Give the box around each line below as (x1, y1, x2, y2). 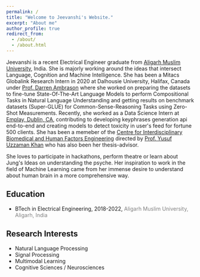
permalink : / (6, 8, 39, 15)
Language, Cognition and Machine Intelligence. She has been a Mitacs (6, 71, 180, 78)
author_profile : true (6, 25, 60, 32)
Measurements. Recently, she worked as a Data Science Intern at (19, 109, 179, 117)
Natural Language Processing (14, 245, 88, 252)
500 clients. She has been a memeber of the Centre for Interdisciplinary (6, 128, 183, 135)
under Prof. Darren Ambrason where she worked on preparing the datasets (6, 84, 191, 91)
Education (6, 189, 45, 199)
